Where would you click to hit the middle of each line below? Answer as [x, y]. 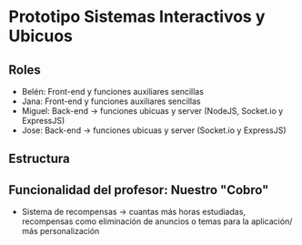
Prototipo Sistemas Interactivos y [137, 17]
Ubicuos [41, 36]
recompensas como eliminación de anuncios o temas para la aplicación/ [157, 221]
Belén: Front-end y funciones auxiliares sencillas [112, 92]
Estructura [39, 159]
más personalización [60, 231]
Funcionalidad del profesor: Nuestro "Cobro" [139, 190]
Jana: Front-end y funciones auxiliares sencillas [111, 101]
